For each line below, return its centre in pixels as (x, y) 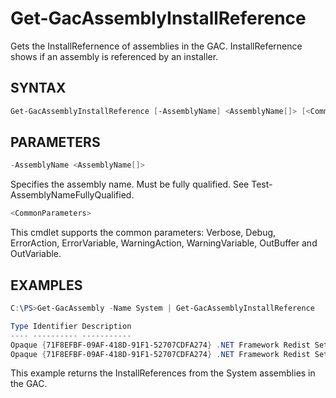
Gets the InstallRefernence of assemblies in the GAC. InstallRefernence (156, 46)
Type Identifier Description (71, 326)
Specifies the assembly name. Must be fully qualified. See (130, 184)
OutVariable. (36, 254)
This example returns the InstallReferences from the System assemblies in (163, 373)
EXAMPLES (46, 285)
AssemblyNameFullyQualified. (72, 195)
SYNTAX (38, 88)
